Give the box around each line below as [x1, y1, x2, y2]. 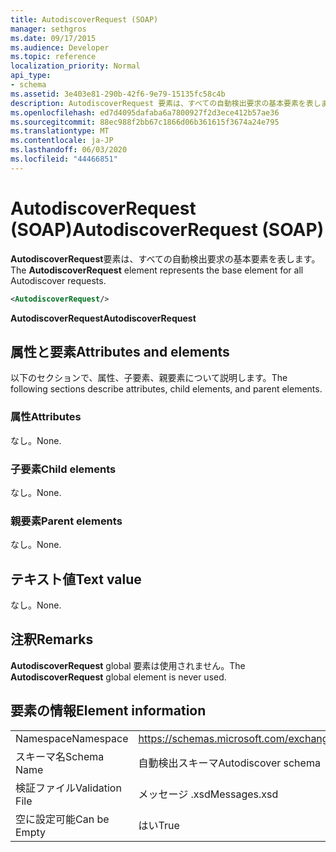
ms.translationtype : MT [10, 126, 110, 136]
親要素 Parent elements [10, 514, 123, 528]
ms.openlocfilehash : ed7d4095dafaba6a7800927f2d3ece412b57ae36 [10, 107, 280, 118]
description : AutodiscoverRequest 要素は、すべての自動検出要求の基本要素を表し [10, 98, 322, 108]
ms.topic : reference [10, 52, 97, 62]
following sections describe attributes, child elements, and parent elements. [10, 383, 323, 395]
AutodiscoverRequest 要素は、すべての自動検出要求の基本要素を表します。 [10, 252, 321, 265]
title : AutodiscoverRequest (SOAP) [10, 14, 159, 25]
